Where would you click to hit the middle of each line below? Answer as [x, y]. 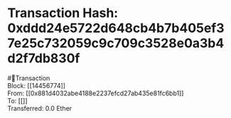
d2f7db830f [44, 59]
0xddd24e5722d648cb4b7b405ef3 [116, 28]
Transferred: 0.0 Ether [40, 108]
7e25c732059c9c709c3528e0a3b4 [116, 43]
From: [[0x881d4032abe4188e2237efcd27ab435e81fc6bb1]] [96, 93]
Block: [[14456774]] [37, 85]
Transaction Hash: [63, 13]
